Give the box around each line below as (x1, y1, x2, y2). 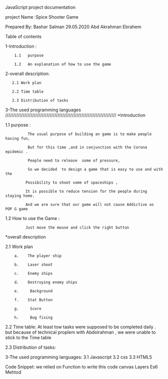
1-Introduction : (5, 43, 37, 49)
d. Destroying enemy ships (14, 280, 78, 285)
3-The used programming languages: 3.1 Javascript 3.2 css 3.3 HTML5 (5, 354, 152, 360)
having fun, (5, 136, 30, 141)
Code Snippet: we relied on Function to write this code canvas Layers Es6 (5, 364, 158, 369)
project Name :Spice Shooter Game (5, 14, 79, 20)
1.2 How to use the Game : (5, 215, 60, 221)
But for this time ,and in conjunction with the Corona (27, 145, 147, 150)
